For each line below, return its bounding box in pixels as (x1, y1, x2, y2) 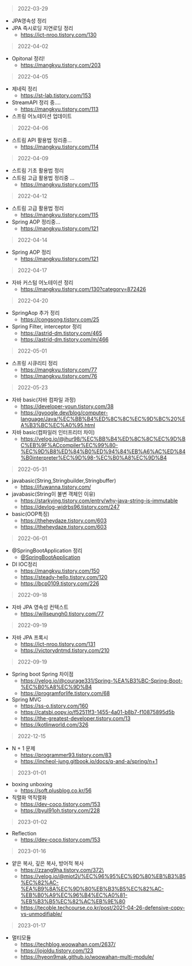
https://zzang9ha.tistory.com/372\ (20, 867, 104, 873)
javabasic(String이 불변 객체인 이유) (11, 490, 96, 497)
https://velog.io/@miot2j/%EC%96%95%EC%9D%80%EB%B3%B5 (20, 873, 186, 880)
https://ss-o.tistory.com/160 (20, 702, 88, 709)
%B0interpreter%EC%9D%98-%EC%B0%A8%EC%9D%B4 (20, 454, 167, 461)
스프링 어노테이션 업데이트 (11, 112, 72, 119)
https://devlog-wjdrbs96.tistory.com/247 (20, 503, 120, 511)
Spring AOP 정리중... (11, 218, 61, 225)
